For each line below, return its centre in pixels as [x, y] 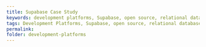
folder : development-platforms [46, 35]
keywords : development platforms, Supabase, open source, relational [97, 18]
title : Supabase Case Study [42, 12]
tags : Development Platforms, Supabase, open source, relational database [104, 23]
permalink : [20, 29]
